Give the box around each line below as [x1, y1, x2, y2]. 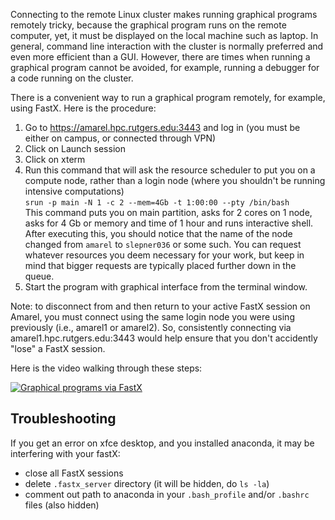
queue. [24, 270, 55, 282]
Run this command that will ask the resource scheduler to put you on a [24, 164, 316, 176]
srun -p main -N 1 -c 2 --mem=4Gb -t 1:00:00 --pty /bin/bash [24, 198, 290, 208]
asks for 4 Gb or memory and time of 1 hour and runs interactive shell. [24, 217, 314, 229]
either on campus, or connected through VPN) [24, 132, 217, 144]
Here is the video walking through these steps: [10, 362, 203, 374]
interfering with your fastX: [10, 447, 121, 459]
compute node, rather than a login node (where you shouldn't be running [24, 175, 326, 186]
